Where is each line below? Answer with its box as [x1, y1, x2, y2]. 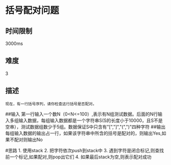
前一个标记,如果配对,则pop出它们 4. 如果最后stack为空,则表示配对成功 [5, 154, 152, 160]
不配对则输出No [9, 136, 43, 143]
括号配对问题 [5, 5, 60, 16]
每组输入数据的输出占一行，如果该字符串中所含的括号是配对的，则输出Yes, [5, 130, 162, 136]
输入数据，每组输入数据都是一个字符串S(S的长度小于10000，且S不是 [18, 117, 163, 123]
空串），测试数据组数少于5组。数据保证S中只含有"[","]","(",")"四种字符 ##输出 [5, 124, 166, 130]
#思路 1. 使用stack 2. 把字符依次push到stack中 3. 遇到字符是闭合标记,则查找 [5, 147, 164, 153]
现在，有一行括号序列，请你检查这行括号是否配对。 [5, 101, 97, 106]
